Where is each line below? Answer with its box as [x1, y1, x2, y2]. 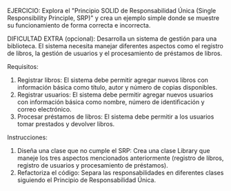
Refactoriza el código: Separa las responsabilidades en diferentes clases [17, 169, 224, 177]
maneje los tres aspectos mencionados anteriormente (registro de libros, [17, 154, 224, 162]
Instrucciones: [7, 133, 48, 141]
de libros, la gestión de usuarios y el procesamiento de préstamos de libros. [7, 49, 223, 57]
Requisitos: [7, 63, 39, 70]
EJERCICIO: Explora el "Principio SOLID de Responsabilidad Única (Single [7, 7, 217, 14]
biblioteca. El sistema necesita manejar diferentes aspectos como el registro [7, 42, 224, 50]
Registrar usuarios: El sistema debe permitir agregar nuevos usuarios [17, 90, 214, 99]
